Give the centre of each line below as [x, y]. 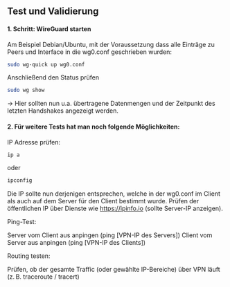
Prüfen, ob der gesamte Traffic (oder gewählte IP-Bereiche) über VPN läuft [114, 270]
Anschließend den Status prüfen [53, 77]
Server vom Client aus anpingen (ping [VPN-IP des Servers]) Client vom [110, 235]
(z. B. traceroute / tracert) [43, 277]
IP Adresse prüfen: [34, 142]
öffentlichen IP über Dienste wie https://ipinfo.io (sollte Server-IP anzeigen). [115, 209]
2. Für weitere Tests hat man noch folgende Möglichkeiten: [94, 127]
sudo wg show [26, 90]
